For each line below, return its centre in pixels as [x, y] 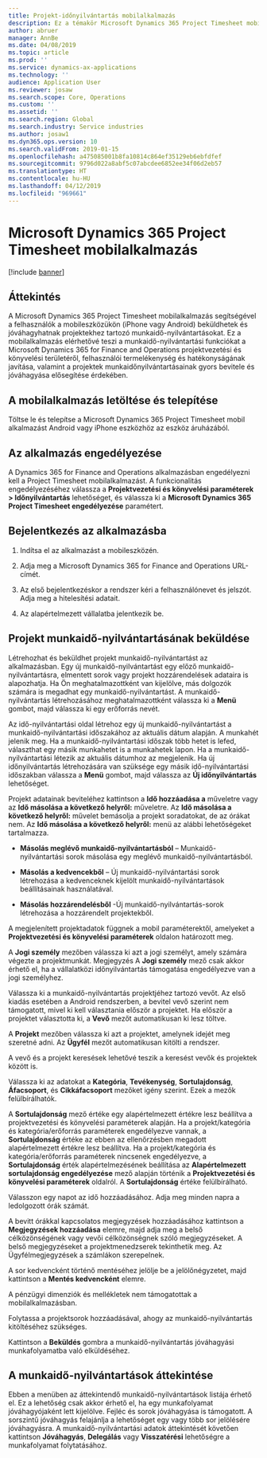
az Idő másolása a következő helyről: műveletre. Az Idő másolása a [120, 807]
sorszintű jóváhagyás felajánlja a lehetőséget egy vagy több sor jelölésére [129, 1420]
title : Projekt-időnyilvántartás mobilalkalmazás [92, 16]
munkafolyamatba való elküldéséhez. [69, 1350]
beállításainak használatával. [66, 888]
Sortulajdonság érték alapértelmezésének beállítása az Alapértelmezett [127, 1165]
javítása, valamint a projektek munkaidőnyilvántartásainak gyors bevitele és [132, 366]
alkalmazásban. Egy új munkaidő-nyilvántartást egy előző [103, 666]
